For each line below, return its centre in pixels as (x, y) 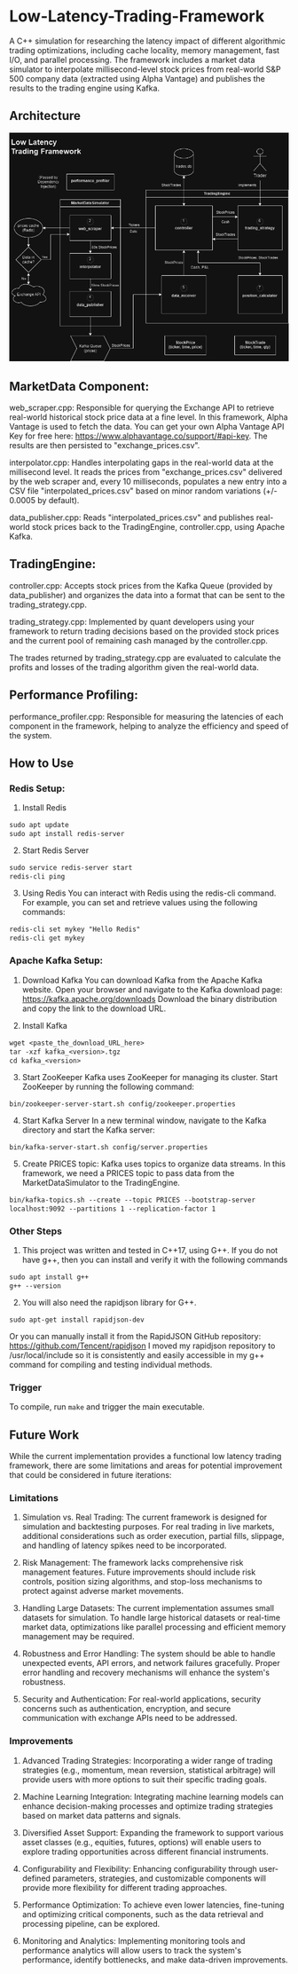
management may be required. (78, 1637)
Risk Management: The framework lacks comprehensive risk (133, 1563)
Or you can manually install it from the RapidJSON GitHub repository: (135, 1336)
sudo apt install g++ (49, 1277)
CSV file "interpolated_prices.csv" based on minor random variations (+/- (143, 491)
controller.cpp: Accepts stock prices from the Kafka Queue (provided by (141, 585)
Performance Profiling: (74, 695)
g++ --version (35, 1286)
